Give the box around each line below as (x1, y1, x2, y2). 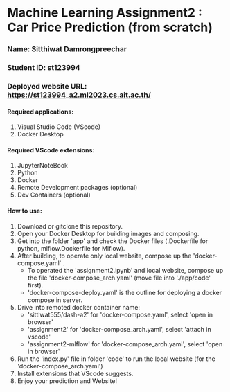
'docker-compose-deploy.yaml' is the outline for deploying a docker (27, 288, 222, 296)
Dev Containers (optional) (17, 190, 91, 199)
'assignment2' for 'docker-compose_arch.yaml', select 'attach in (27, 325, 211, 333)
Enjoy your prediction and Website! (17, 376, 118, 385)
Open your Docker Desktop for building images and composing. (17, 229, 200, 238)
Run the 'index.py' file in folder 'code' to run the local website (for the (17, 355, 216, 363)
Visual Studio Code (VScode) (17, 123, 101, 131)
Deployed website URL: (7, 81, 87, 91)
